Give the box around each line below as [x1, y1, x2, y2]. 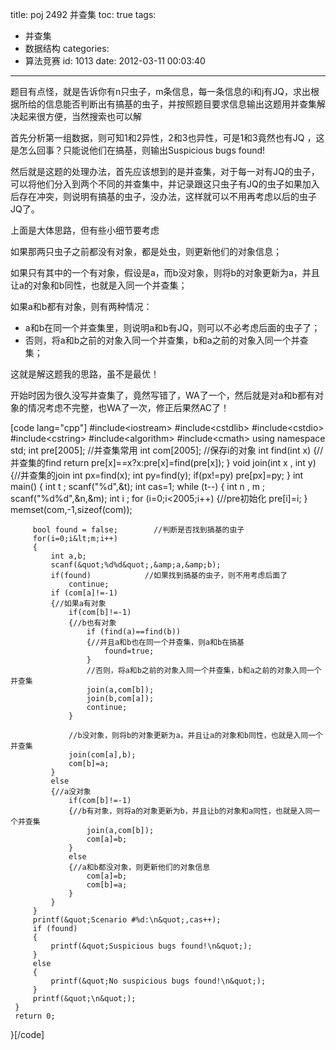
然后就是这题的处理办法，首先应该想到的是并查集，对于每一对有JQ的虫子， [10, 166, 320, 177]
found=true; [104, 646, 155, 656]
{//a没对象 [50, 787, 92, 797]
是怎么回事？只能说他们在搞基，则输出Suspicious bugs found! [10, 144, 266, 156]
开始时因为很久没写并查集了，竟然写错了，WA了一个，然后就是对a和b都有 [10, 389, 316, 401]
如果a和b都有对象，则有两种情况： [10, 301, 153, 312]
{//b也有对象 [68, 618, 117, 628]
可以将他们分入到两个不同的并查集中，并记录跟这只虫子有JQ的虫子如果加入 [10, 178, 320, 190]
